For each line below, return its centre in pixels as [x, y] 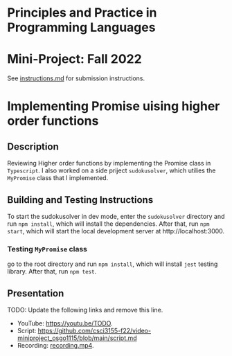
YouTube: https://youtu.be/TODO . [65, 323]
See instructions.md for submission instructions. [76, 78]
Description [33, 146]
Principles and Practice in [82, 13]
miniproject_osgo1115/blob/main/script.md [77, 338]
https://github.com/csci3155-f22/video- [94, 331]
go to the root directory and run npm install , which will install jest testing [113, 264]
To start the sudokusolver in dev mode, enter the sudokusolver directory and [116, 216]
